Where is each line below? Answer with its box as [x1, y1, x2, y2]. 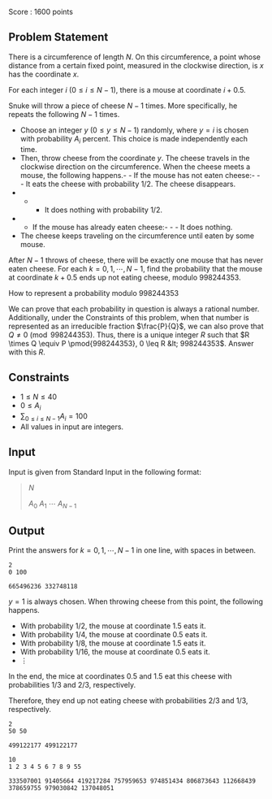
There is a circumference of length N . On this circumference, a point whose [8, 52, 261, 62]
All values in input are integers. [19, 422, 124, 432]
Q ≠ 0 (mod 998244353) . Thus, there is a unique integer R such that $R [8, 329, 250, 340]
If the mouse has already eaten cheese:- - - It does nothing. [32, 222, 233, 232]
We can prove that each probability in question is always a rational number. [8, 304, 260, 314]
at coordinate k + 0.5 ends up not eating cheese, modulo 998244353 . [8, 272, 241, 282]
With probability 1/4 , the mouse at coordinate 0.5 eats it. [19, 630, 208, 640]
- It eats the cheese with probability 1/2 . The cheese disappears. [19, 179, 236, 189]
